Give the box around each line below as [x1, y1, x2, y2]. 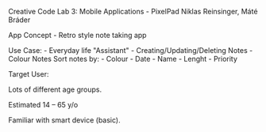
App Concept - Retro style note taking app [8, 31, 147, 40]
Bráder [8, 15, 31, 25]
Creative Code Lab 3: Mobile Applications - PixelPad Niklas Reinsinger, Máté [8, 7, 258, 16]
